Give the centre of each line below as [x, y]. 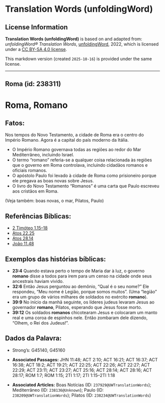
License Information [36, 27]
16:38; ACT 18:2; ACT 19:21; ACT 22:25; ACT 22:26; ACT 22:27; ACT [81, 365]
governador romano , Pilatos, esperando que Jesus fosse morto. [77, 307]
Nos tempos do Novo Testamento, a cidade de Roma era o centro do [74, 135]
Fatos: [15, 123]
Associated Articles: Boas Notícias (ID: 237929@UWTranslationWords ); [82, 385]
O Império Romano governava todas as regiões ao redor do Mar [77, 150]
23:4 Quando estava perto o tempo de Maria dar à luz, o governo [78, 271]
